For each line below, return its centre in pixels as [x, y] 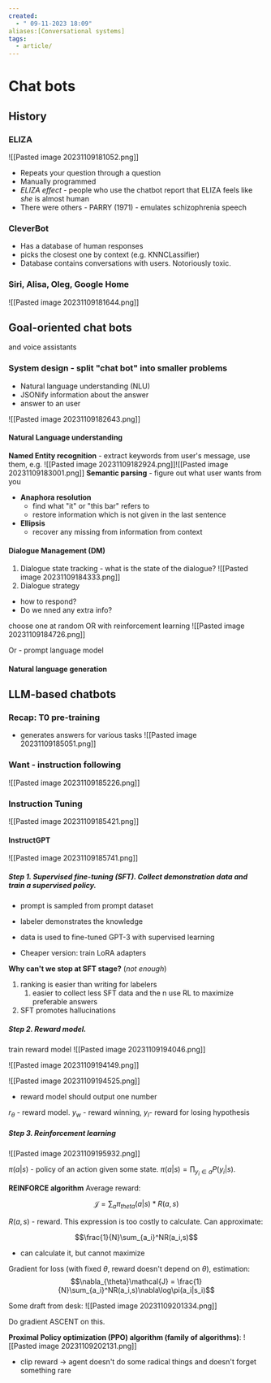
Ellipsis [32, 523]
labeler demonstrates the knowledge [82, 921]
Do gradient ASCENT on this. [57, 1321]
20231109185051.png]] [58, 744]
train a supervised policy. [52, 885]
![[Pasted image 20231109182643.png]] [74, 418]
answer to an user [50, 403]
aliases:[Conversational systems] [67, 31]
